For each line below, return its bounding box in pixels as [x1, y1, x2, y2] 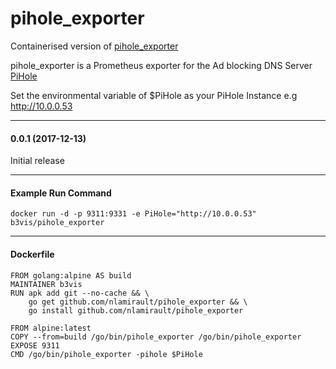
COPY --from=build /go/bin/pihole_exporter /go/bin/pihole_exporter [10, 332, 302, 342]
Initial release [10, 155, 65, 167]
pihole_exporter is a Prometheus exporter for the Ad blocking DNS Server [10, 59, 313, 71]
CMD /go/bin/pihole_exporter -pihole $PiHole [10, 349, 203, 359]
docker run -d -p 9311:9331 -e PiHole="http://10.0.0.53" [10, 209, 257, 219]
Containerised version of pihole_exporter [10, 40, 179, 52]
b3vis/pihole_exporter [10, 218, 105, 228]
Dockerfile [10, 248, 55, 260]
